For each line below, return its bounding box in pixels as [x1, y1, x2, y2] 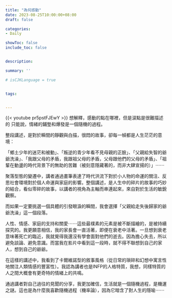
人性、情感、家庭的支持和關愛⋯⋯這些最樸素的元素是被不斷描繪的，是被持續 [5, 221, 167, 227]
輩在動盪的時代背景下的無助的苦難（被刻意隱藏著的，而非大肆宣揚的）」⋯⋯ [5, 162, 165, 168]
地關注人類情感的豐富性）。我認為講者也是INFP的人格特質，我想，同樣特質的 [5, 264, 166, 270]
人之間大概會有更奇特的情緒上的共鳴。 [5, 270, 86, 276]
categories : [5, 26, 31, 31]
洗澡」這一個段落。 [9, 210, 50, 216]
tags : [5, 91, 17, 96]
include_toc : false [5, 45, 47, 50]
